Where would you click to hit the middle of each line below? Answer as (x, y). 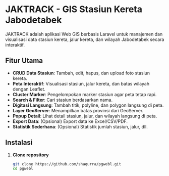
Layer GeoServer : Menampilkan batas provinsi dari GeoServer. (78, 110)
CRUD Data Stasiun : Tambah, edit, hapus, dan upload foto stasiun (81, 73)
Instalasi (19, 143)
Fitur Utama (24, 61)
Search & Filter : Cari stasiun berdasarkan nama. (62, 100)
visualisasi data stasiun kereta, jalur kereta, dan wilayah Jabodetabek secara (85, 39)
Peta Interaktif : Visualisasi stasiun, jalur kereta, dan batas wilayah (81, 83)
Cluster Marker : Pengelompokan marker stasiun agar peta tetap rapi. (84, 94)
